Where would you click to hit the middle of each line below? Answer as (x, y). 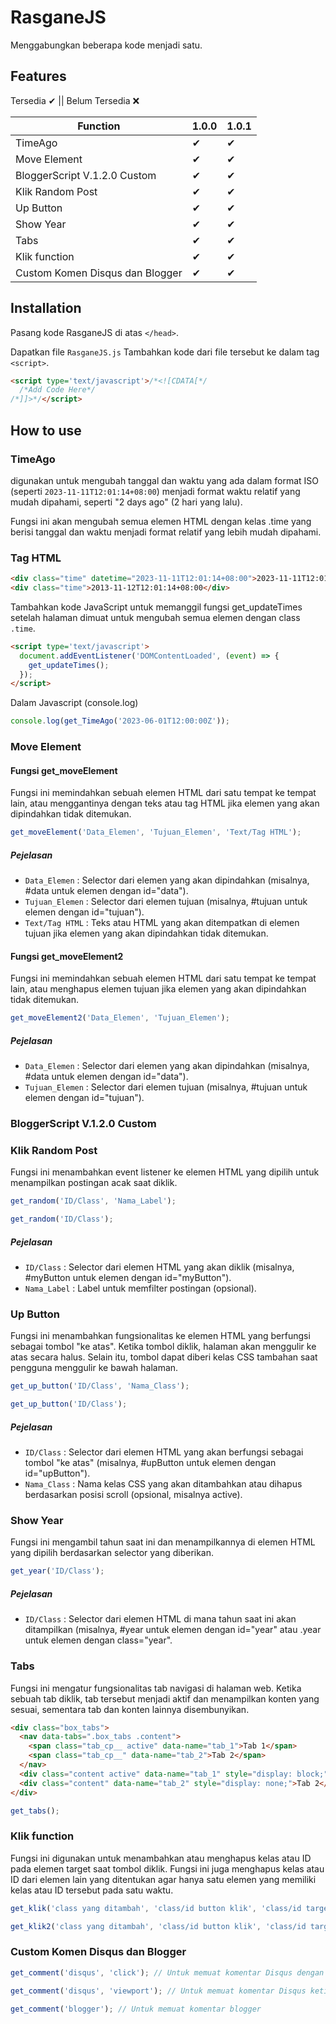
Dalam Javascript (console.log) (74, 703)
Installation (46, 308)
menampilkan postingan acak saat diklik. (94, 1183)
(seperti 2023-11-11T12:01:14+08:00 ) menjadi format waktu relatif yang (155, 491)
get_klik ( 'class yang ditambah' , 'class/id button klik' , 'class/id (156, 1908)
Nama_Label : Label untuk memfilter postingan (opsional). (140, 1288)
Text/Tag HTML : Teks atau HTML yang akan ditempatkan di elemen (162, 923)
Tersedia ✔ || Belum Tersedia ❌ (75, 100)
